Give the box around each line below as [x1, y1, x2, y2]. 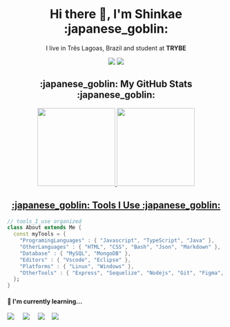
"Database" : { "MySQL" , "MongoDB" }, [19, 249, 131, 257]
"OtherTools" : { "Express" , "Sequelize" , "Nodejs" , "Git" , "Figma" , [19, 269, 224, 276]
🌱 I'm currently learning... [7, 297, 83, 306]
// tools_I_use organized [7, 218, 82, 224]
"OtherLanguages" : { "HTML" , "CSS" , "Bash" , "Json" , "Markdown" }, [19, 244, 221, 251]
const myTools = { [13, 231, 67, 238]
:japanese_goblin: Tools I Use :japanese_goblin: [11, 200, 221, 211]
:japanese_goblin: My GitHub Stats [39, 78, 193, 90]
